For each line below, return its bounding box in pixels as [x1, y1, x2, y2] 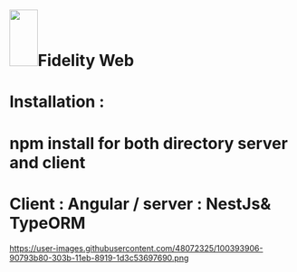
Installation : [9, 91, 105, 112]
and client [9, 152, 86, 173]
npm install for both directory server [9, 133, 288, 154]
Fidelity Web [37, 51, 134, 71]
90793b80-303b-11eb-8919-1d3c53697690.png [9, 252, 189, 263]
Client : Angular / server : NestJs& [9, 193, 272, 214]
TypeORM [9, 212, 86, 233]
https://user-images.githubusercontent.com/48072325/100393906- [9, 242, 263, 253]
